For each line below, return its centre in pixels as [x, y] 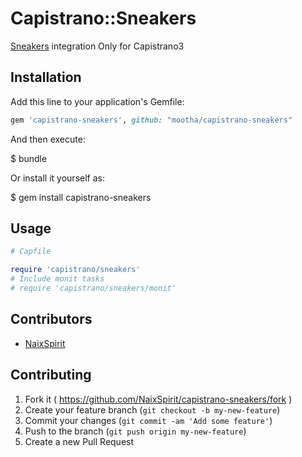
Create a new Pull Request [79, 441]
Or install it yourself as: [57, 178]
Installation [46, 77]
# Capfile [31, 252]
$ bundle [29, 158]
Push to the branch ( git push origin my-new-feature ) [135, 431]
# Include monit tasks [57, 279]
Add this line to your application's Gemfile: [97, 101]
